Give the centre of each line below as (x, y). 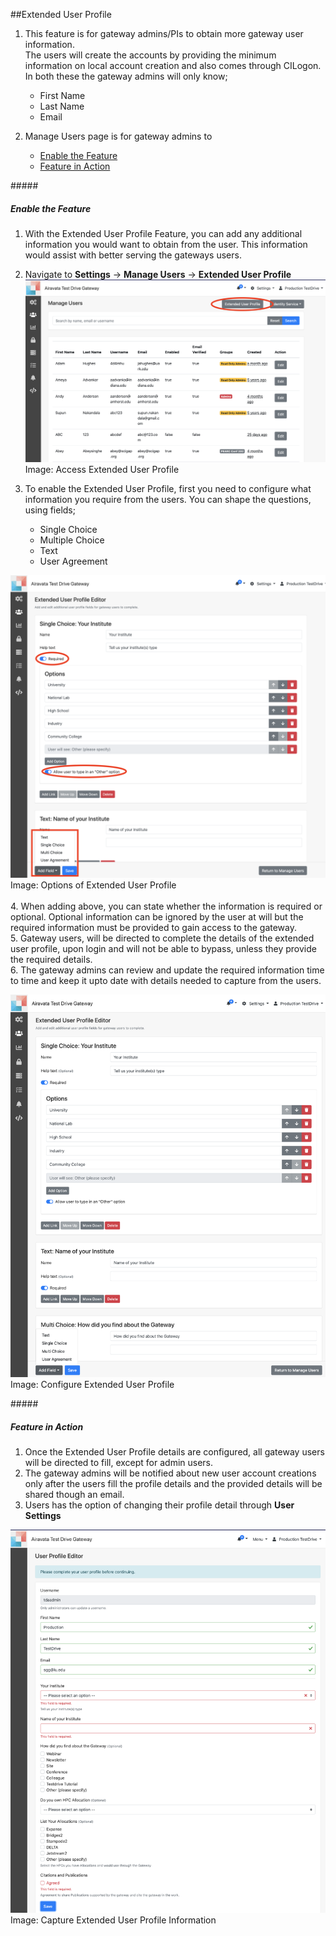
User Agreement (73, 561)
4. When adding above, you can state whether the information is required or (166, 906)
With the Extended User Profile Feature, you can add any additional (163, 233)
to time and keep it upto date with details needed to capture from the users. (166, 981)
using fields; (50, 510)
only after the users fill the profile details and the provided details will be (173, 1483)
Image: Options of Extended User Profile (93, 885)
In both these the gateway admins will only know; (126, 76)
